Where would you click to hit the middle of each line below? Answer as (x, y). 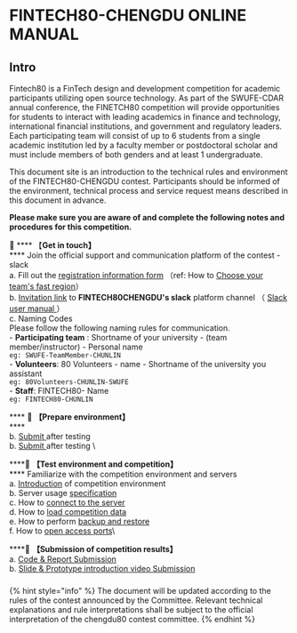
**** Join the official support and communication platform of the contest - (145, 255)
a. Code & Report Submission (63, 559)
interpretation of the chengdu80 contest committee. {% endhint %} (132, 619)
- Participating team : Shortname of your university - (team (118, 337)
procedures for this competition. (71, 227)
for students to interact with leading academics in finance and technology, (145, 117)
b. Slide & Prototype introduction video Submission (102, 569)
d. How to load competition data (68, 512)
